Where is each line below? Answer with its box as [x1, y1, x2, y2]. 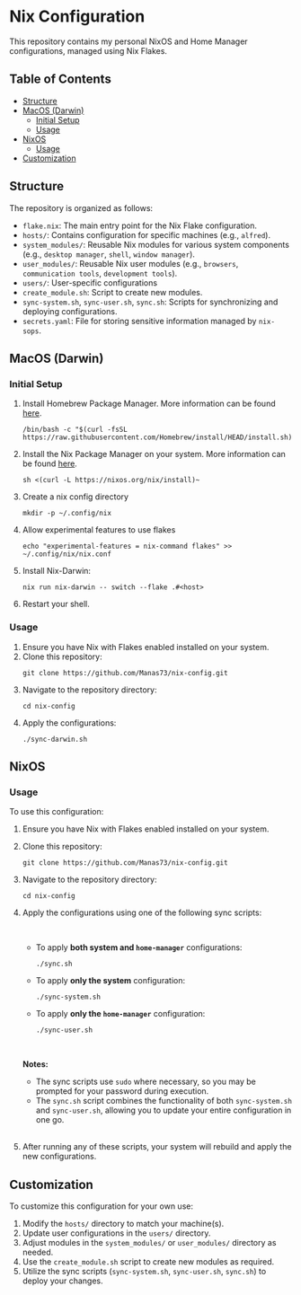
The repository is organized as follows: [9, 202, 154, 213]
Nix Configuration [9, 6, 146, 27]
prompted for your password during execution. [35, 1086, 209, 1097]
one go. [35, 1114, 65, 1125]
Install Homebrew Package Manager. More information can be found [22, 398, 276, 410]
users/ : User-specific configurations [22, 277, 158, 288]
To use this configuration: [9, 806, 104, 817]
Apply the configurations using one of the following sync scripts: [22, 907, 262, 918]
